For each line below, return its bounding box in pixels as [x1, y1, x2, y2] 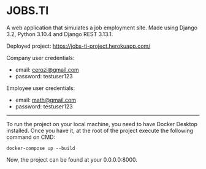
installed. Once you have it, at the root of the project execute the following [6, 127, 194, 134]
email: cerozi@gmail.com [15, 66, 80, 73]
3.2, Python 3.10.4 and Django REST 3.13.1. [6, 30, 113, 37]
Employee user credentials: [6, 84, 75, 92]
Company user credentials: [6, 54, 75, 61]
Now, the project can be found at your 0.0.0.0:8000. [6, 156, 138, 163]
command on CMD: [6, 133, 56, 141]
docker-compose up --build [6, 145, 75, 151]
